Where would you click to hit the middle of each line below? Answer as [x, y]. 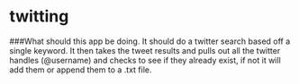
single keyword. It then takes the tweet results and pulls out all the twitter [145, 50]
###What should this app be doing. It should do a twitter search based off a [150, 41]
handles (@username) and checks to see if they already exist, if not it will [145, 60]
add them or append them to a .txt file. [81, 70]
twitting [39, 17]
